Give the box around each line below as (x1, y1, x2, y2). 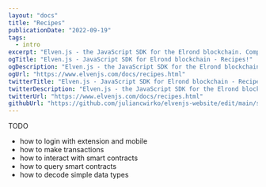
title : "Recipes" (8, 19, 66, 27)
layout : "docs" (8, 11, 59, 20)
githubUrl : (8, 99, 44, 107)
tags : (8, 33, 26, 42)
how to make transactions (19, 145, 104, 155)
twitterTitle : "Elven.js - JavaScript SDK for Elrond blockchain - (8, 77, 236, 85)
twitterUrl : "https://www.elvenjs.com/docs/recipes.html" (8, 92, 203, 100)
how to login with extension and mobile (19, 137, 148, 146)
